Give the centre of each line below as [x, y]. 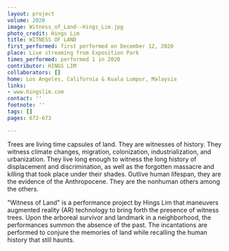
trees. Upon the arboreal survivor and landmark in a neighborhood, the [109, 217]
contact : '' [25, 99]
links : [17, 86]
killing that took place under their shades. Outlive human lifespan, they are [114, 174]
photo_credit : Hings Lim [43, 33]
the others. [23, 189]
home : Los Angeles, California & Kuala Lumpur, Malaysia [92, 79]
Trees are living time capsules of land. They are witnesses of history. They [114, 144]
